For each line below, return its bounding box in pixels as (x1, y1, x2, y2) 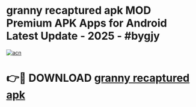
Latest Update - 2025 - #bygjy (6, 29, 161, 43)
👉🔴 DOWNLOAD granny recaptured (6, 72, 190, 85)
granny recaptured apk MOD (6, 4, 152, 17)
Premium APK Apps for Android (6, 16, 167, 30)
